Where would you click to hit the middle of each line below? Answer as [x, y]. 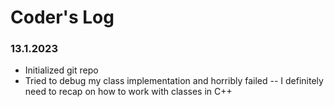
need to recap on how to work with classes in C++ [128, 92]
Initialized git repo [61, 70]
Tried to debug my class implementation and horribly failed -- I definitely [174, 81]
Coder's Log [62, 17]
